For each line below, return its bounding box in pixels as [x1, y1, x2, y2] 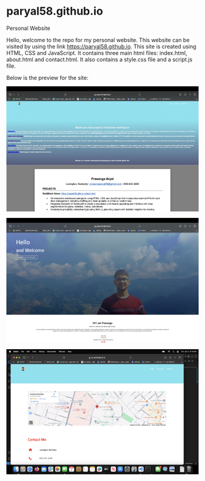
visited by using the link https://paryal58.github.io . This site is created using [6, 43, 196, 50]
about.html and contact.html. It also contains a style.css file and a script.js [6, 56, 193, 63]
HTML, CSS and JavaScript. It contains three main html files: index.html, [6, 49, 187, 56]
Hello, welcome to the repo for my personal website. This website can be [6, 36, 190, 43]
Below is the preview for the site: [6, 74, 88, 81]
